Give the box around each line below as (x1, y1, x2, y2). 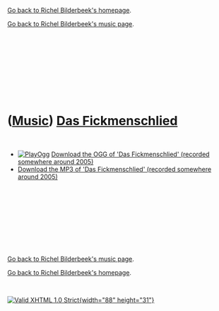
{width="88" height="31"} (78, 295, 155, 304)
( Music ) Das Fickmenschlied (7, 113, 178, 129)
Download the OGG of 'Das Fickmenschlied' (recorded (51, 150, 210, 158)
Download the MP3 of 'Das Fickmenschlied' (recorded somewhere (17, 165, 212, 173)
